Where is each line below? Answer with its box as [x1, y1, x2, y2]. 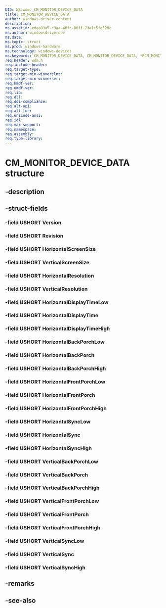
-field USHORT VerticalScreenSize [5, 259, 90, 266]
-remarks [5, 579, 35, 588]
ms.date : [5, 35, 23, 40]
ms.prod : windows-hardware [5, 44, 61, 49]
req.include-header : [5, 62, 48, 67]
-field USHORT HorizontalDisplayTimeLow [5, 299, 109, 306]
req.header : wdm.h [5, 58, 43, 63]
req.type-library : [5, 136, 43, 141]
